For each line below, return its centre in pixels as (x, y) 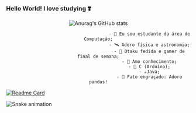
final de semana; (98, 57)
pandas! (98, 82)
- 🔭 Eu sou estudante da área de (149, 34)
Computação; (98, 39)
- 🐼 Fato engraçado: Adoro (149, 77)
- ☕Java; (149, 72)
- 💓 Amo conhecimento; (149, 62)
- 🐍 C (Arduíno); (149, 67)
